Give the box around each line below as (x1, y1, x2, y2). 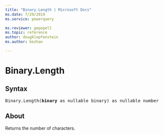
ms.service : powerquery (5, 16, 54, 21)
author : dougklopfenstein (5, 35, 58, 40)
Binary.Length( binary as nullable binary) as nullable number (5, 98, 159, 103)
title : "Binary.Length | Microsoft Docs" (5, 7, 92, 12)
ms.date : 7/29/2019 (5, 12, 45, 17)
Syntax (5, 85, 28, 93)
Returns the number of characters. (5, 125, 76, 131)
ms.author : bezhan (5, 39, 43, 45)
